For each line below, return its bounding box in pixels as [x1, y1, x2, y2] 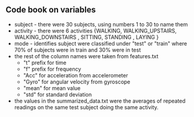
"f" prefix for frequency [23, 65, 81, 73]
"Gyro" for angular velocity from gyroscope [23, 78, 131, 85]
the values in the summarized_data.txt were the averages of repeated [14, 97, 186, 104]
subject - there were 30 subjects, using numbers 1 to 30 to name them [14, 20, 188, 28]
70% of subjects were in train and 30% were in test [14, 46, 141, 53]
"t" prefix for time [23, 59, 66, 66]
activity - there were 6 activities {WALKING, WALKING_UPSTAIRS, [14, 27, 177, 34]
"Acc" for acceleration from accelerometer [23, 71, 128, 79]
